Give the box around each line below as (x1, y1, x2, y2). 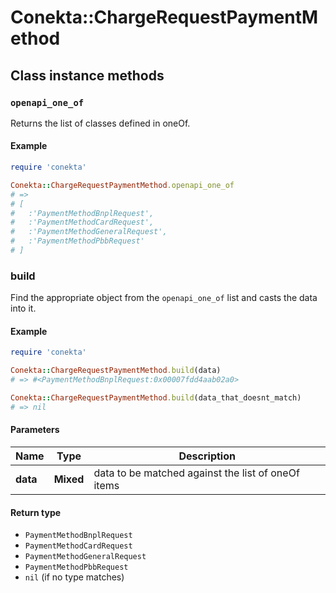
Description (178, 449, 236, 463)
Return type (10, 506, 62, 518)
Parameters (10, 424, 60, 436)
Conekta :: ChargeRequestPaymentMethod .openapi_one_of (10, 180, 235, 190)
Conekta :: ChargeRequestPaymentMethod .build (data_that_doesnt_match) (10, 393, 302, 403)
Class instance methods (10, 67, 165, 84)
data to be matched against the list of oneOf (93, 466, 300, 480)
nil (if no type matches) (24, 571, 125, 583)
